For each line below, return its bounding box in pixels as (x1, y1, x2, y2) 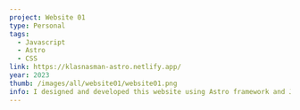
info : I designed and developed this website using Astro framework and (9, 87, 286, 96)
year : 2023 (9, 71, 50, 80)
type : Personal (9, 21, 66, 30)
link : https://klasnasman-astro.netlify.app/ (9, 63, 181, 72)
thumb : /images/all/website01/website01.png (9, 79, 178, 88)
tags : (9, 29, 29, 38)
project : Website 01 (9, 12, 87, 22)
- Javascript (17, 37, 66, 47)
